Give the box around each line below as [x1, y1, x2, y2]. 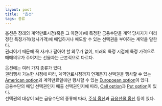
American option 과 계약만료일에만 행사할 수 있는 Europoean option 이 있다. [5, 77, 150, 83]
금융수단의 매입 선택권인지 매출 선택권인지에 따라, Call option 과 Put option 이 [5, 84, 152, 89]
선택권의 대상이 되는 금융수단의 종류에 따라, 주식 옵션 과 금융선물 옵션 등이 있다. [5, 96, 155, 102]
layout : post [5, 7, 32, 12]
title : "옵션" [5, 12, 34, 17]
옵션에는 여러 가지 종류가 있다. [5, 65, 63, 71]
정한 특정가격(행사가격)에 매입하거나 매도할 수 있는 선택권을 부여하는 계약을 [5, 36, 148, 42]
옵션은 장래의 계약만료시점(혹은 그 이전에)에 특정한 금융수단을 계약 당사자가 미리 [5, 30, 158, 36]
